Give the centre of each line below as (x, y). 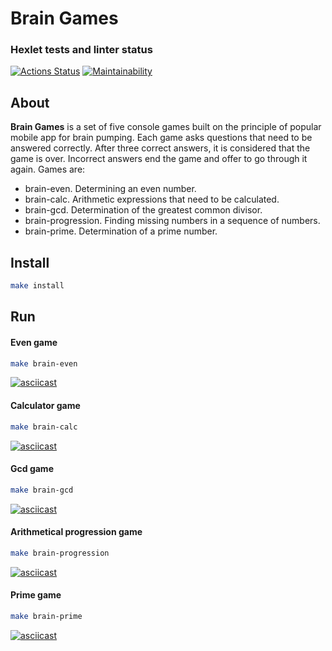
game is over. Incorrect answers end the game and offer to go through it (159, 159)
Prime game (36, 595)
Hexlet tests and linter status (81, 50)
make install (37, 286)
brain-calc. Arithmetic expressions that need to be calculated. (152, 199)
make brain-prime (46, 616)
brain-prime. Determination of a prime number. (121, 231)
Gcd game (32, 469)
